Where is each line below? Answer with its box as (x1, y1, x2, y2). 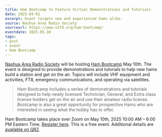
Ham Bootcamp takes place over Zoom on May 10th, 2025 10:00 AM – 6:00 (5, 116, 156, 122)
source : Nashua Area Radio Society (5, 20, 77, 26)
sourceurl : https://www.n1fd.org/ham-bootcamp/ (5, 25, 104, 30)
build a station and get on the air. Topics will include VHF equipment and (5, 71, 150, 77)
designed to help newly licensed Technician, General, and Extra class (17, 91, 156, 97)
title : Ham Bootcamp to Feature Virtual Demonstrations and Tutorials (5, 7, 151, 12)
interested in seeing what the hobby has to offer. (17, 106, 114, 112)
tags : (5, 34, 16, 39)
